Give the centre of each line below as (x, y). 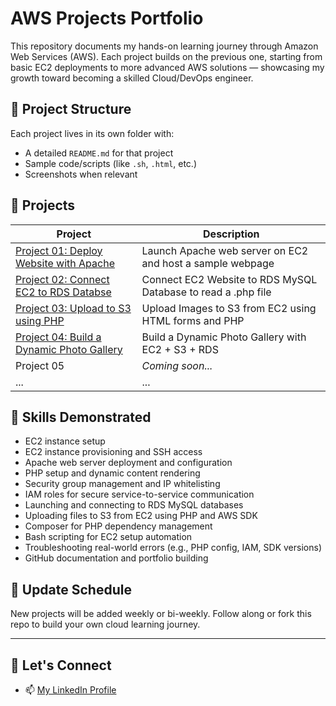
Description (231, 234)
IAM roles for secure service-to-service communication (139, 494)
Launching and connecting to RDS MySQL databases (134, 505)
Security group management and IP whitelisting (122, 484)
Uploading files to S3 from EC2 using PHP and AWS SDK (141, 516)
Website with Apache (65, 263)
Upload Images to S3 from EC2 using (229, 308)
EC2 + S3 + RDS (180, 349)
